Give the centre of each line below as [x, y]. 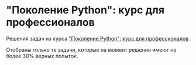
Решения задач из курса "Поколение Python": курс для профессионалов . [98, 38]
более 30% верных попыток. [42, 56]
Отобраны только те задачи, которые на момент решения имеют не [91, 49]
